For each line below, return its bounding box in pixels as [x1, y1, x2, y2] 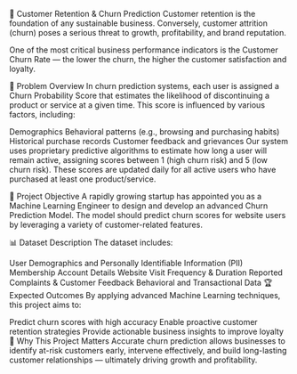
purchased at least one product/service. [9, 174, 157, 184]
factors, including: [9, 110, 76, 119]
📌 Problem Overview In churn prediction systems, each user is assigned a [9, 81, 280, 91]
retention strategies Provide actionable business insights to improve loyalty [9, 326, 285, 337]
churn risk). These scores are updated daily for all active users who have [9, 165, 277, 175]
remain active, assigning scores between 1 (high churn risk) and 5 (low [9, 155, 269, 165]
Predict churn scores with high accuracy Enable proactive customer [9, 317, 258, 327]
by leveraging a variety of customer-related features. [9, 219, 203, 230]
